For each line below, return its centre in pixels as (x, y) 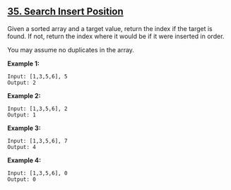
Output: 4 (22, 147)
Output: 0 (22, 179)
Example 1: (24, 64)
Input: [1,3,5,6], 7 (38, 141)
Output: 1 (22, 115)
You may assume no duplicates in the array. (71, 49)
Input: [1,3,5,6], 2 (38, 109)
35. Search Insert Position (65, 12)
